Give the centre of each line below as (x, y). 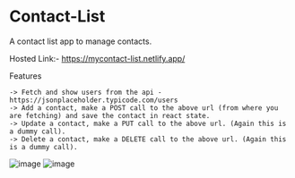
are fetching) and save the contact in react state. (110, 115)
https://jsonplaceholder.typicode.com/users (94, 100)
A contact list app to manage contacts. (81, 41)
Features (26, 76)
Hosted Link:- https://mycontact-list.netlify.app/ (97, 58)
